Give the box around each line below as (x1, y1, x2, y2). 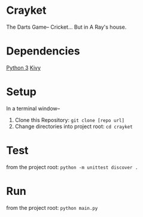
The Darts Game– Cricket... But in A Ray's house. (6, 23, 127, 30)
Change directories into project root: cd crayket (14, 123, 133, 130)
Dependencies (6, 44, 80, 58)
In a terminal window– (6, 105, 60, 112)
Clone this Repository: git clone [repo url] (14, 116, 124, 123)
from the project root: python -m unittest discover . (6, 163, 138, 170)
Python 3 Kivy (6, 64, 41, 71)
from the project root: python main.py (6, 204, 98, 211)
